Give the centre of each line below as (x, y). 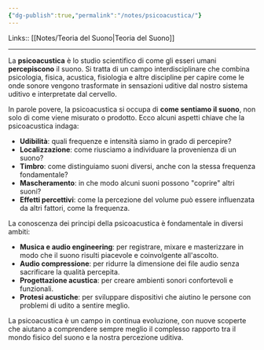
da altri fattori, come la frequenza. (75, 208)
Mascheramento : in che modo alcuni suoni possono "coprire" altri (127, 182)
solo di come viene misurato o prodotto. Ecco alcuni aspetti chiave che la (126, 117)
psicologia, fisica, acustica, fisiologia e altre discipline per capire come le (126, 77)
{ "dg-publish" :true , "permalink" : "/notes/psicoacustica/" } (105, 15)
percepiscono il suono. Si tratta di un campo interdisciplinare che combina (129, 68)
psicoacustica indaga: (44, 126)
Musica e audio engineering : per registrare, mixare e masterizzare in (132, 247)
